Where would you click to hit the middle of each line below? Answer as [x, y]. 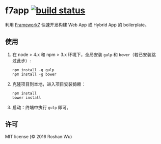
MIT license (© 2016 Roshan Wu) [39, 136]
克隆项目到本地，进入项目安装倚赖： [49, 84]
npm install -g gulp [33, 70]
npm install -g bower [34, 74]
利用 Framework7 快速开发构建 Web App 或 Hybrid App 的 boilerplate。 [77, 25]
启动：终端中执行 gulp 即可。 [41, 107]
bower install [27, 98]
